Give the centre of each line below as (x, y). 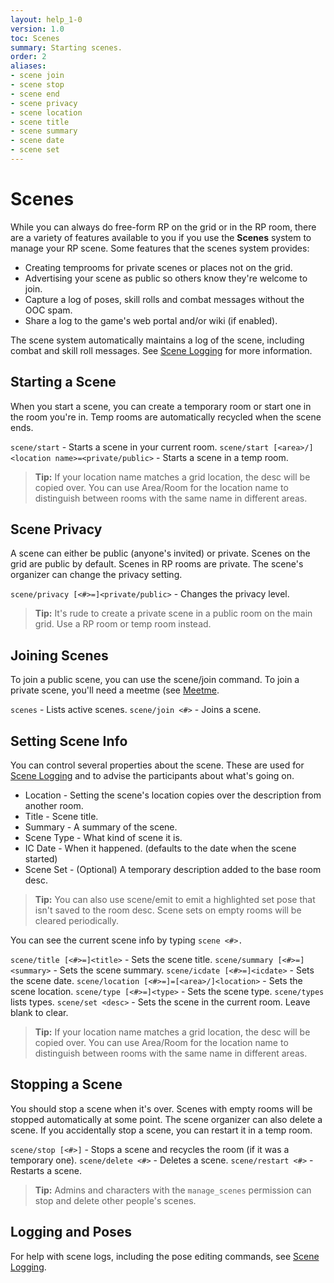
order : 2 (28, 57)
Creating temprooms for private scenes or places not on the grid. (158, 267)
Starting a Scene (63, 382)
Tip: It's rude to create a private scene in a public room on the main (173, 613)
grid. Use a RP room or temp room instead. (123, 624)
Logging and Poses (71, 1232)
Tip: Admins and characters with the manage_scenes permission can (173, 1190)
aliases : (28, 66)
